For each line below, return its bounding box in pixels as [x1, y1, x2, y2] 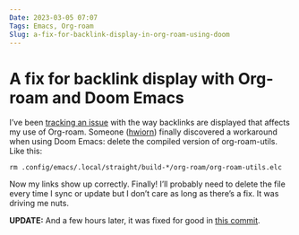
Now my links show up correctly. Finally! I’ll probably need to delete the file [9, 178, 286, 189]
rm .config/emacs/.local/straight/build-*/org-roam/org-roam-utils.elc [9, 163, 282, 172]
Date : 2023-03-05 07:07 [9, 13, 98, 22]
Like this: [9, 145, 43, 157]
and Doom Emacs [52, 87, 185, 108]
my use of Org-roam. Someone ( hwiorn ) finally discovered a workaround [9, 126, 278, 137]
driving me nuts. [9, 198, 70, 209]
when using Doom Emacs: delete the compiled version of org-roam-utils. [9, 136, 278, 147]
